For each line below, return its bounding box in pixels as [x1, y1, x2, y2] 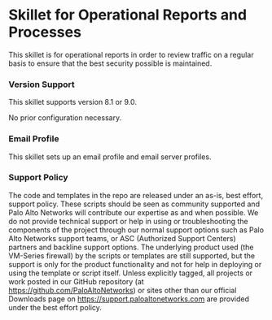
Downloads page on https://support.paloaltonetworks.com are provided [8, 294, 250, 304]
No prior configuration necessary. [8, 113, 122, 123]
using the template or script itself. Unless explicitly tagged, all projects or [8, 268, 253, 278]
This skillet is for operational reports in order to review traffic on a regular [8, 50, 254, 59]
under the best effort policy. [8, 302, 102, 312]
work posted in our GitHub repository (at [8, 276, 144, 286]
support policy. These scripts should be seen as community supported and [8, 199, 261, 209]
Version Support [8, 79, 75, 90]
